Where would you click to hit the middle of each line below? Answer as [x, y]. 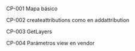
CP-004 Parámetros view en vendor [50, 43]
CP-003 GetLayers [29, 31]
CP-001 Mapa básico [32, 9]
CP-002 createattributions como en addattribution [68, 20]
